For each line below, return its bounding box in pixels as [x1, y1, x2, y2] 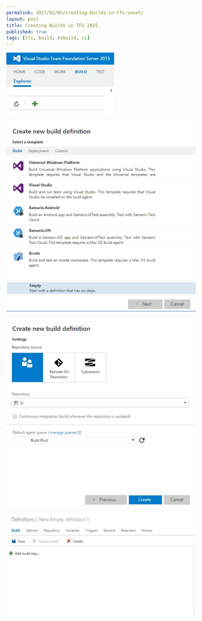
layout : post [6, 16, 39, 22]
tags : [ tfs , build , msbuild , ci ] [6, 35, 90, 41]
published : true [6, 29, 47, 35]
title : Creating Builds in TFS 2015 [6, 22, 98, 28]
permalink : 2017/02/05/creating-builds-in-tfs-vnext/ [6, 10, 144, 16]
